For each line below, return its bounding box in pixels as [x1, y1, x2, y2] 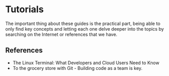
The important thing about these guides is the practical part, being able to [5, 20, 161, 27]
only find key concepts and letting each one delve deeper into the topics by [5, 26, 164, 32]
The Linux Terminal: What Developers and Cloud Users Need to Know [12, 60, 160, 66]
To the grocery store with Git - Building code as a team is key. [12, 65, 143, 71]
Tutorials [5, 4, 44, 15]
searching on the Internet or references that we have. [5, 31, 117, 37]
